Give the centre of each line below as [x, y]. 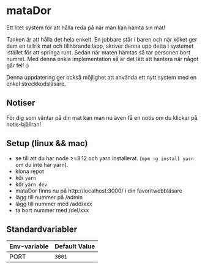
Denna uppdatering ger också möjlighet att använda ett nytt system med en [102, 77]
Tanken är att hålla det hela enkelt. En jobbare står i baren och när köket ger [102, 39]
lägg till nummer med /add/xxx [54, 204]
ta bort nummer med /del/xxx [52, 210]
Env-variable [29, 246]
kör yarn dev [31, 184]
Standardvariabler [42, 229]
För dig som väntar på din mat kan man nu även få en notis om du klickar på [102, 117]
